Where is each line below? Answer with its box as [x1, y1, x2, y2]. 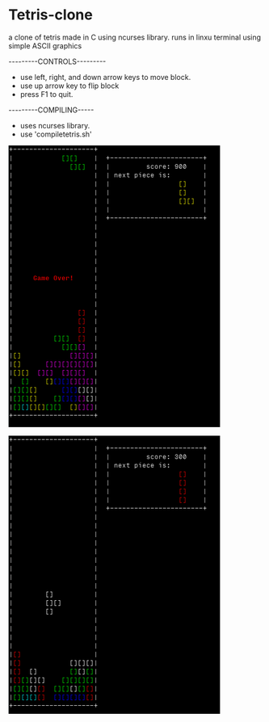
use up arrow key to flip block [19, 81, 120, 90]
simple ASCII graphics [8, 40, 82, 50]
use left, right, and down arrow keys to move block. [19, 72, 191, 82]
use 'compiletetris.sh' [19, 129, 92, 139]
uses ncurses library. [19, 120, 90, 130]
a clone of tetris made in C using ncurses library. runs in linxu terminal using [8, 32, 261, 42]
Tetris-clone [8, 6, 93, 24]
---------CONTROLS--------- [8, 57, 107, 66]
